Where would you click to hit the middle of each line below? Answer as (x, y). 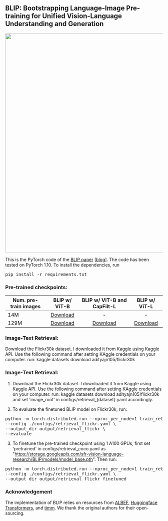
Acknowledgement (29, 491)
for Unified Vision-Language (77, 16)
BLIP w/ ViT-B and (104, 300)
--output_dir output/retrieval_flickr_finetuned (66, 479)
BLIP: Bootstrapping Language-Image (65, 8)
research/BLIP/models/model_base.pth (53, 459)
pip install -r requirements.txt (46, 274)
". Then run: (105, 459)
